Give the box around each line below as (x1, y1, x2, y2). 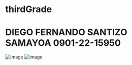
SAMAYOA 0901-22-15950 (5, 37, 121, 49)
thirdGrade (5, 4, 52, 15)
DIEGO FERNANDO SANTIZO (5, 27, 128, 38)
